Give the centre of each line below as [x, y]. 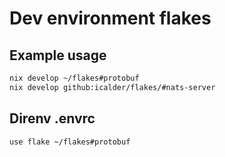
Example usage [58, 55]
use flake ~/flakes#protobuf [70, 142]
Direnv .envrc [52, 118]
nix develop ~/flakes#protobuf [74, 78]
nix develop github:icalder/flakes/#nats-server [112, 87]
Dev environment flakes [110, 18]
